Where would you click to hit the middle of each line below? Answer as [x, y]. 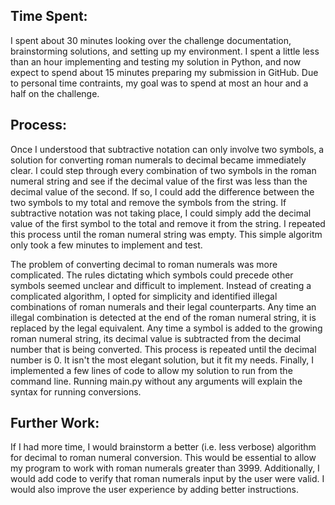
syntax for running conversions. [76, 391]
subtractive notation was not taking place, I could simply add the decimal [161, 213]
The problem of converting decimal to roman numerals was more [144, 264]
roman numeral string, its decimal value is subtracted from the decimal [156, 338]
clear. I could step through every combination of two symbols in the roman [163, 170]
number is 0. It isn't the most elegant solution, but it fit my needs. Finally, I [162, 360]
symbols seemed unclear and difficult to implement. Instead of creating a [161, 285]
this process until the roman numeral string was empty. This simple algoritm [166, 234]
